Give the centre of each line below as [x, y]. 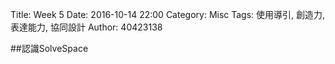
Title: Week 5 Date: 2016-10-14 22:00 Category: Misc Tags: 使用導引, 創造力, [168, 14]
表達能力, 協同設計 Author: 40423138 [86, 27]
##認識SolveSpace [49, 48]
